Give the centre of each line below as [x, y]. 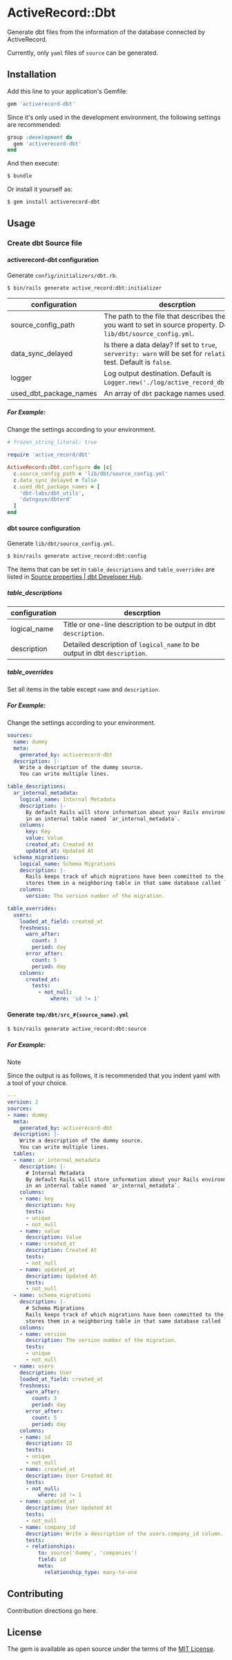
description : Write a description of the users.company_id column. [125, 1534]
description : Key [50, 1206]
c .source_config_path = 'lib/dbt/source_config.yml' [91, 474]
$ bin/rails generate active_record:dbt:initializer [85, 288]
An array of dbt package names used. [165, 394]
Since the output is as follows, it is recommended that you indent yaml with [114, 1076]
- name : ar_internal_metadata [57, 1160]
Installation [32, 74]
